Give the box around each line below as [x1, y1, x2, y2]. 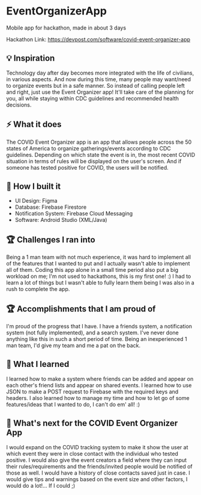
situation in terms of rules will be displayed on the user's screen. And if [6, 158, 182, 165]
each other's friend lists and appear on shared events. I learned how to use [6, 381, 192, 389]
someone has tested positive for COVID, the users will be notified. [6, 164, 169, 171]
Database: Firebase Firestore [14, 203, 87, 211]
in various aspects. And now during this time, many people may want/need [6, 75, 191, 82]
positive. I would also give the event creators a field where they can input [6, 456, 187, 464]
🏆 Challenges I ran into [6, 235, 95, 245]
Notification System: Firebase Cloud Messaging [14, 210, 133, 217]
